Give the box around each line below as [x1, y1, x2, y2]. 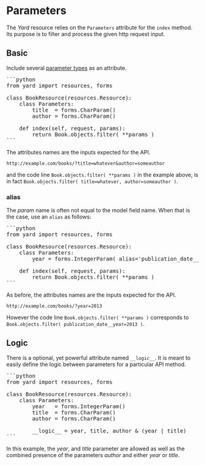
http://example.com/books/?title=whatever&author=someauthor [6, 160, 165, 167]
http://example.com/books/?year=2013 [6, 303, 103, 309]
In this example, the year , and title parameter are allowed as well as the [6, 445, 185, 452]
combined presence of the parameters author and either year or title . [6, 451, 180, 458]
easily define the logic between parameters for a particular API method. [6, 361, 186, 368]
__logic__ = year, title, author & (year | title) [32, 427, 187, 434]
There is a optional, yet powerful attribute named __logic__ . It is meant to [6, 354, 191, 361]
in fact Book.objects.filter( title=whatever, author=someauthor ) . [6, 178, 178, 185]
